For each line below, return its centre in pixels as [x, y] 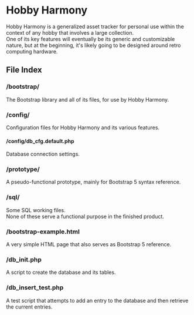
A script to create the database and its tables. [61, 272]
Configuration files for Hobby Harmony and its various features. [83, 128]
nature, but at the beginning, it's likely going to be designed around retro [93, 45]
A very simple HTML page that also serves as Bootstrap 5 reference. [89, 244]
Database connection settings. [43, 154]
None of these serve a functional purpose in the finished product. [85, 216]
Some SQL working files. [36, 210]
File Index [24, 70]
